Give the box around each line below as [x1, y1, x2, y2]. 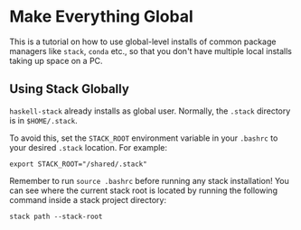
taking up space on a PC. [9, 55, 103, 66]
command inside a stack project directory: [9, 194, 167, 205]
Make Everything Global [9, 6, 194, 27]
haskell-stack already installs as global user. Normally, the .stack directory [9, 106, 291, 116]
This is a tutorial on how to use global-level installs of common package [9, 36, 277, 47]
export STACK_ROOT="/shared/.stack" [9, 160, 147, 169]
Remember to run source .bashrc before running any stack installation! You [9, 175, 289, 186]
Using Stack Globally [9, 81, 129, 97]
